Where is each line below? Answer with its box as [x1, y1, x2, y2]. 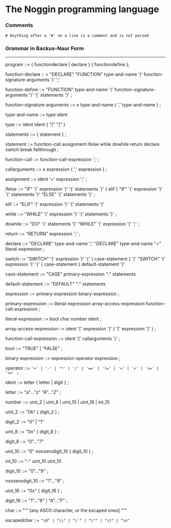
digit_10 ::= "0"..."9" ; [5, 468, 48, 474]
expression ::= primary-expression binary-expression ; [5, 291, 120, 297]
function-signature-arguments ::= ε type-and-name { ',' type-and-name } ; [5, 102, 161, 108]
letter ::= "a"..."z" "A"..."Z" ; [5, 389, 61, 395]
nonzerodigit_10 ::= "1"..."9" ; [5, 478, 65, 484]
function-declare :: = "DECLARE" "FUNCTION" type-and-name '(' [5, 71, 143, 77]
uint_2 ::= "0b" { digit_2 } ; [5, 409, 60, 415]
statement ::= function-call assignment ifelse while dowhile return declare [5, 141, 160, 147]
